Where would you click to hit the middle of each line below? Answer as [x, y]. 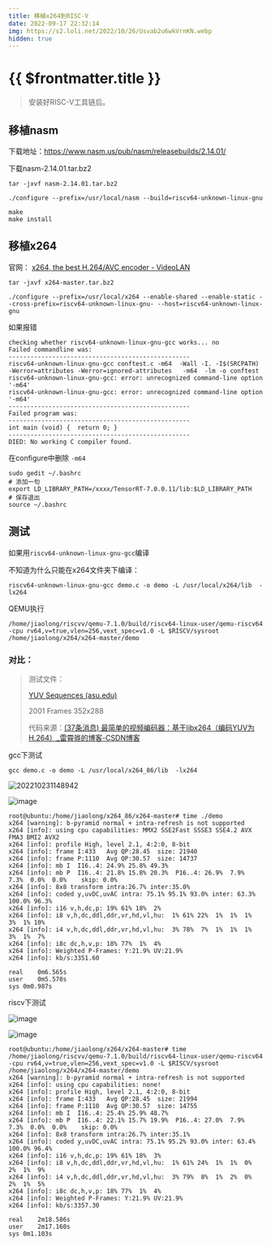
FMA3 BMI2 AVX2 [34, 837]
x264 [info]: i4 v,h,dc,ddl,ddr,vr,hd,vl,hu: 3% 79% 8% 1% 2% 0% [130, 1177]
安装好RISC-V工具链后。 [69, 102]
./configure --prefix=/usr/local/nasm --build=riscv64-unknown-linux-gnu [136, 198]
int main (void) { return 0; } [63, 428]
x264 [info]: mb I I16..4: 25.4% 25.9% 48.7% [88, 1113]
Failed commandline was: [50, 350]
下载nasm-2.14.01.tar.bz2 [50, 168]
